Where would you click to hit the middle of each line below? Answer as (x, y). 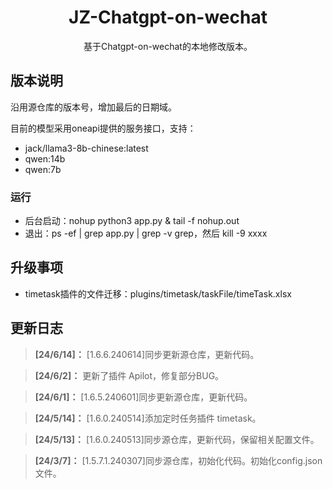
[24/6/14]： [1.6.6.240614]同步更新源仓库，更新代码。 (147, 354)
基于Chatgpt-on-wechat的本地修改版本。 (168, 46)
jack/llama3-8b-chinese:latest (86, 148)
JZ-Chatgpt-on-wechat (168, 17)
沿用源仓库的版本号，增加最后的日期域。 (93, 107)
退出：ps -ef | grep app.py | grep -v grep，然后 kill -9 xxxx (146, 233)
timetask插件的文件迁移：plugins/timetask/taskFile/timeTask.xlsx (158, 293)
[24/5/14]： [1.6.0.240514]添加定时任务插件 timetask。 (148, 418)
